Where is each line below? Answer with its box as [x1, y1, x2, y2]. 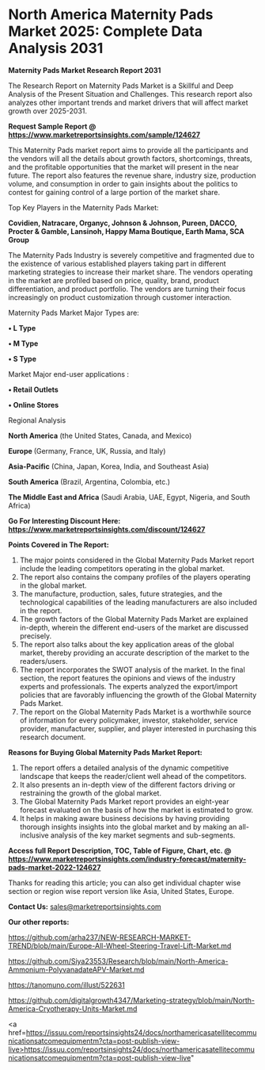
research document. [19, 732, 86, 742]
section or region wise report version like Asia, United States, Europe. [8, 886, 235, 896]
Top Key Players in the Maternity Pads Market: [8, 202, 160, 212]
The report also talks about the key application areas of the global [19, 639, 235, 649]
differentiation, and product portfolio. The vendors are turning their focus [8, 284, 246, 293]
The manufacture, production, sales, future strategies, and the [19, 589, 223, 598]
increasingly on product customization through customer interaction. [8, 292, 232, 302]
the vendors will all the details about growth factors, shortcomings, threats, [8, 153, 253, 163]
